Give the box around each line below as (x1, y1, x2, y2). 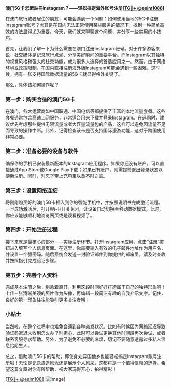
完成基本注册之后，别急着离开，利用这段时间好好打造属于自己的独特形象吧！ (5, 284, 166, 290)
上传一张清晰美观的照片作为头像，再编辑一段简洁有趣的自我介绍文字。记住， (5, 290, 166, 296)
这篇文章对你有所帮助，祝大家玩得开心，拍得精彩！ (9, 366, 117, 372)
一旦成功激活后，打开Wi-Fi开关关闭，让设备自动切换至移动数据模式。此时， (5, 205, 164, 212)
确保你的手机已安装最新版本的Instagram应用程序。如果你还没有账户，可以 (5, 160, 160, 166)
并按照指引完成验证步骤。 (5, 258, 59, 264)
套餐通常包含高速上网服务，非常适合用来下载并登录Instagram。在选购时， (5, 114, 160, 121)
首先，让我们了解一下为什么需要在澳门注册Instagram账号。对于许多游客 (5, 46, 156, 51)
